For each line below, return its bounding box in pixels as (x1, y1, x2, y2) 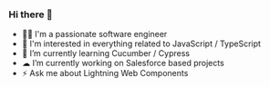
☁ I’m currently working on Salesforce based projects (21, 58, 224, 69)
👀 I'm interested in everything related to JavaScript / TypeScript (21, 38, 262, 49)
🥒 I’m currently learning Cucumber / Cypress (21, 48, 191, 59)
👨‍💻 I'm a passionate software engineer (21, 29, 168, 40)
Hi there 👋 (8, 8, 54, 21)
